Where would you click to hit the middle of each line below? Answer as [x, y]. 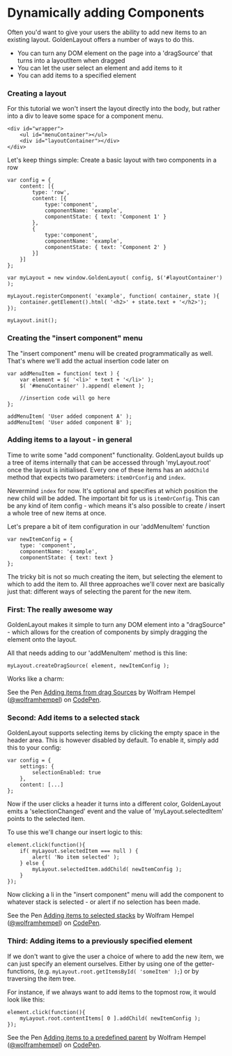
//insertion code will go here [65, 398]
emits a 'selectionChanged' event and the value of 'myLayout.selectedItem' [116, 811]
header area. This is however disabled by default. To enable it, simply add [113, 740]
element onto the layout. [42, 640]
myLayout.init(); [32, 321]
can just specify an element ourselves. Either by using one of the [100, 963]
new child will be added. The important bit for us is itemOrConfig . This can [114, 498]
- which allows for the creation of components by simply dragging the [107, 632]
